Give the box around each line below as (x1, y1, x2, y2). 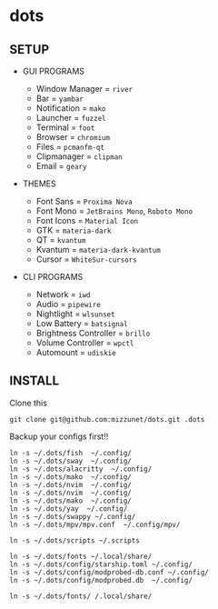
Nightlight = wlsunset (35, 308, 115, 319)
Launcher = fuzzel (35, 113, 106, 123)
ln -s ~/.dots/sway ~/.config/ (9, 456, 132, 465)
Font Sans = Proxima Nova (35, 196, 134, 206)
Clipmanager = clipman (35, 151, 123, 162)
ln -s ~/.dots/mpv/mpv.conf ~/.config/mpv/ (9, 520, 181, 529)
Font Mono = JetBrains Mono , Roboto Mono (35, 205, 193, 216)
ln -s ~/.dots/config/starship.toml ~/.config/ (9, 560, 193, 569)
